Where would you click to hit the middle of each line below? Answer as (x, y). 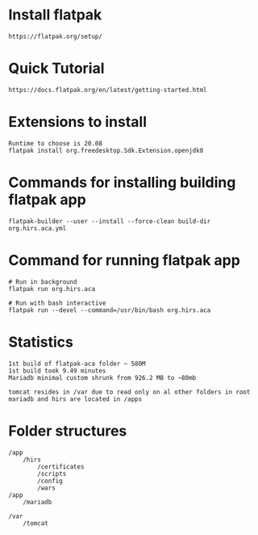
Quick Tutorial (56, 68)
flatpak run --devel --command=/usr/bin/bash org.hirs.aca (110, 310)
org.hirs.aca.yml (37, 228)
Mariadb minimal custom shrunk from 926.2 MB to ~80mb (102, 377)
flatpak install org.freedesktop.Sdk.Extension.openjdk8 (106, 150)
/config (50, 481)
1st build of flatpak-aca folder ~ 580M (77, 364)
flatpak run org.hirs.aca (52, 289)
